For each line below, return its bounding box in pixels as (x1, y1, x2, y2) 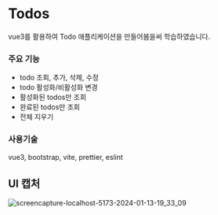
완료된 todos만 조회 (19, 102, 81, 112)
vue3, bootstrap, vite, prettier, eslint (8, 152, 123, 161)
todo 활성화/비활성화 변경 (19, 83, 98, 92)
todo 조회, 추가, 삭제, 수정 (19, 72, 100, 83)
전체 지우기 (19, 112, 54, 122)
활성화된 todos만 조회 (19, 92, 87, 102)
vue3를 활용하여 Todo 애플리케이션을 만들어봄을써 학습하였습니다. (8, 32, 210, 41)
